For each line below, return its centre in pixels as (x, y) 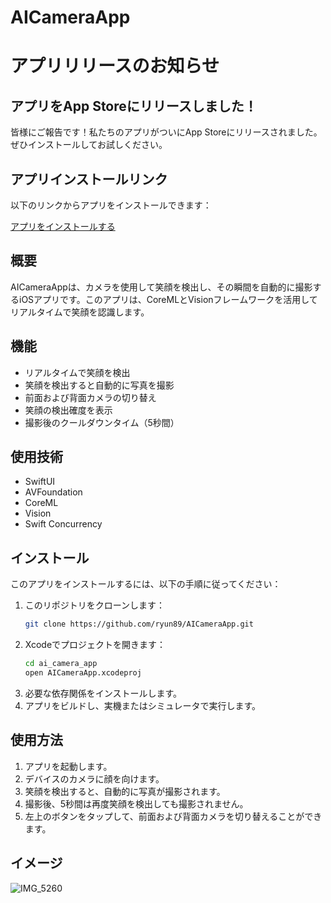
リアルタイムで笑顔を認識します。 (80, 312)
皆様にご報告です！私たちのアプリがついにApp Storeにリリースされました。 (166, 132)
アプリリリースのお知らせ (115, 66)
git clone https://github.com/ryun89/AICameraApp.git (139, 624)
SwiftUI (40, 482)
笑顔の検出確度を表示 (68, 410)
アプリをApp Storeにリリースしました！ (134, 106)
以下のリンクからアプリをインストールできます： (111, 205)
